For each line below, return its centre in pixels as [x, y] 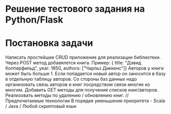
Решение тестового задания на [75, 9]
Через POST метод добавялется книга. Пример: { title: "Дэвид [73, 63]
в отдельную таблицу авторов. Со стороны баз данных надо [71, 79]
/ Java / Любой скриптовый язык [41, 106]
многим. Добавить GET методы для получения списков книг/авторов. [82, 90]
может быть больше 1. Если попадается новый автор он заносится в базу [86, 74]
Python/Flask [34, 20]
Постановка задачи [49, 43]
